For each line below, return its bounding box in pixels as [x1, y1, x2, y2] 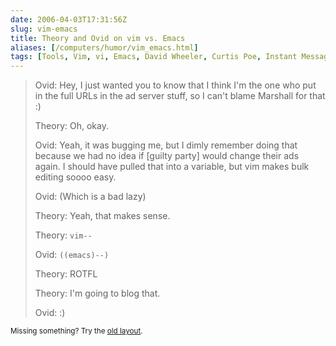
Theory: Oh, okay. [34, 120, 109, 132]
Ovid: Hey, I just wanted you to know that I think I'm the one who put [34, 79, 317, 91]
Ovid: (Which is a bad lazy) [34, 191, 147, 203]
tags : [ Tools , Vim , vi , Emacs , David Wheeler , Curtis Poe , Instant [10, 52, 298, 62]
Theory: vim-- [34, 229, 93, 241]
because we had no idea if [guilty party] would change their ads [34, 150, 300, 162]
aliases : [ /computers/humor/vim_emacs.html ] [10, 42, 199, 53]
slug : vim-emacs [10, 24, 78, 34]
